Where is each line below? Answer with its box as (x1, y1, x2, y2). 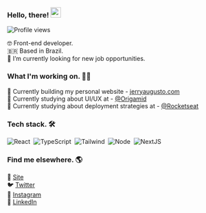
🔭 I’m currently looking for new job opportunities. (7, 55, 146, 63)
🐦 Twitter (7, 181, 36, 189)
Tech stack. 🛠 (7, 119, 56, 129)
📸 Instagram (7, 190, 42, 199)
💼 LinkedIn (7, 198, 37, 206)
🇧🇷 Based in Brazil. (7, 47, 64, 55)
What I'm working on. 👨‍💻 (7, 72, 91, 82)
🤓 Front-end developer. (7, 39, 73, 47)
